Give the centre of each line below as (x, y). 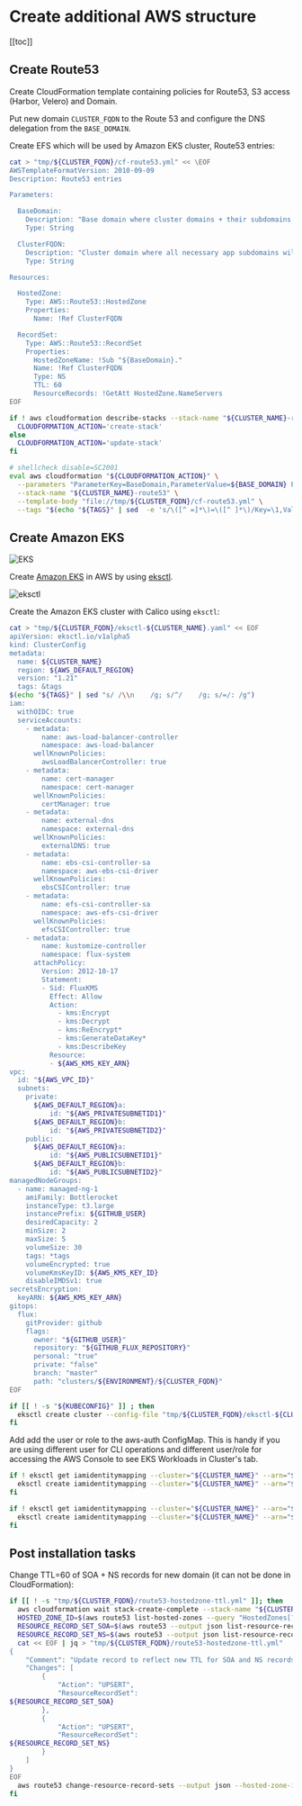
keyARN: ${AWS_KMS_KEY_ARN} (70, 1298)
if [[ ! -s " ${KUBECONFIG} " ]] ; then (82, 1406)
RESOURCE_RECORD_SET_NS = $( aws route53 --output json (118, 1634)
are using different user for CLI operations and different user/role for (136, 1449)
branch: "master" (66, 1373)
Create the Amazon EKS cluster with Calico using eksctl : (115, 612)
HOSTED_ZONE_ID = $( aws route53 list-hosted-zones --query (126, 1618)
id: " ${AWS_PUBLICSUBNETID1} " (106, 1156)
